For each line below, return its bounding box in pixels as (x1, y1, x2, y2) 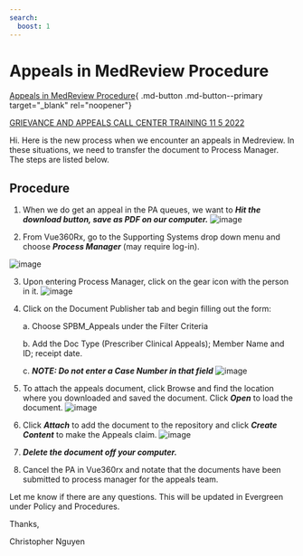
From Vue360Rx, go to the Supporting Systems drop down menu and (22, 231, 280, 242)
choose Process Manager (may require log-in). (22, 241, 201, 252)
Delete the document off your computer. (22, 447, 178, 457)
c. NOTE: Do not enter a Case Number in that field (22, 365, 214, 376)
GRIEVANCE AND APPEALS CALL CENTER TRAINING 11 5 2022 (9, 118, 245, 128)
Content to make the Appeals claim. (22, 429, 157, 440)
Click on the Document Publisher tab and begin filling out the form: (22, 304, 271, 315)
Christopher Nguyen (9, 536, 86, 547)
